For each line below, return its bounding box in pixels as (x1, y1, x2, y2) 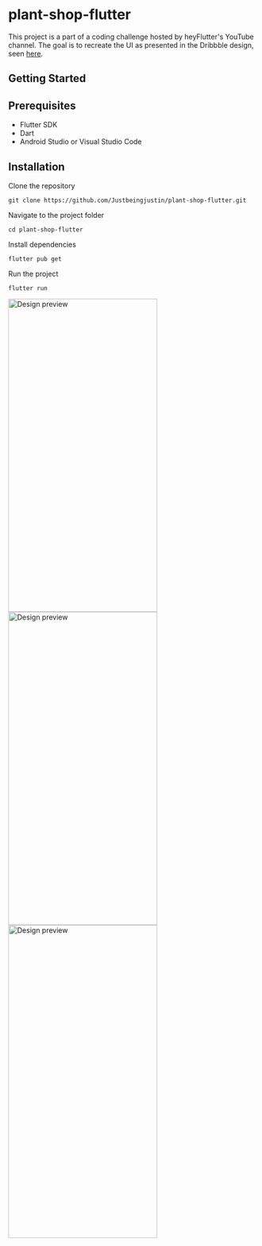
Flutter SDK (19, 120, 58, 130)
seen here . (8, 49, 44, 58)
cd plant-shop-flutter (8, 225, 83, 234)
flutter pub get (8, 254, 62, 263)
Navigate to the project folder (8, 210, 105, 219)
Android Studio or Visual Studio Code (19, 137, 142, 146)
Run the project (8, 269, 59, 278)
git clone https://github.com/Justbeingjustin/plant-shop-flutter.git (8, 196, 247, 204)
